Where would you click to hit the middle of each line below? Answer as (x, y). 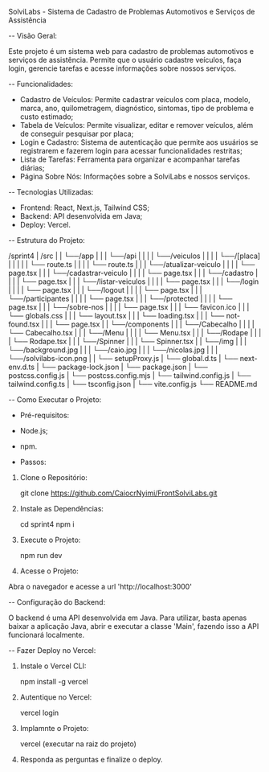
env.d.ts (21, 367)
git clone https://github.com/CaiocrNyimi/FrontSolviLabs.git (118, 493)
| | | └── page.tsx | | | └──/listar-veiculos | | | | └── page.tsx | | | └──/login (134, 281)
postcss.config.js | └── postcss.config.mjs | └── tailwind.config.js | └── (130, 376)
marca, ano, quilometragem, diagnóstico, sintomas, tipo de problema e (137, 108)
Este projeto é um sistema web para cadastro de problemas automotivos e (131, 51)
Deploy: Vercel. (45, 225)
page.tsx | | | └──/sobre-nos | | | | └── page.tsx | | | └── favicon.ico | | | (129, 307)
